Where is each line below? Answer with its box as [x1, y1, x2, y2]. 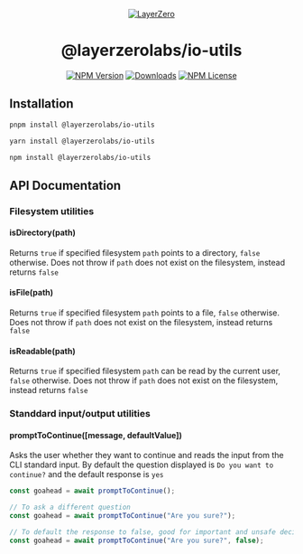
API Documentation [9, 177, 122, 193]
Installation [9, 96, 74, 112]
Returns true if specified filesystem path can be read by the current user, [9, 366, 281, 377]
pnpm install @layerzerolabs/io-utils [9, 120, 155, 129]
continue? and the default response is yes [9, 469, 164, 480]
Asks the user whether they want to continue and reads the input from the [9, 450, 284, 461]
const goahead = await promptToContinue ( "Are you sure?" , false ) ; [9, 536, 264, 545]
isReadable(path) [9, 345, 76, 356]
